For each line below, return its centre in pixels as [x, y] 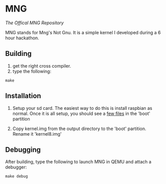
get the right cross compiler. [42, 66]
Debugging [23, 149]
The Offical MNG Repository [34, 23]
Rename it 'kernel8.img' [37, 134]
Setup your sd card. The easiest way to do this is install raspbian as [82, 108]
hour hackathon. [22, 38]
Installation [23, 96]
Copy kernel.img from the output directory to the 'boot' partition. [79, 129]
